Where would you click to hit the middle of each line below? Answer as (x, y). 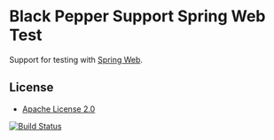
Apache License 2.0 (59, 109)
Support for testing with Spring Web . (76, 59)
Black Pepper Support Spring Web (137, 16)
